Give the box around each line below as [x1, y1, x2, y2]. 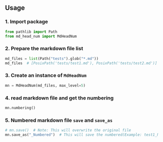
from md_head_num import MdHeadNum [5, 34, 77, 39]
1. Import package [5, 18, 49, 25]
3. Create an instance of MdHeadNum [5, 72, 87, 79]
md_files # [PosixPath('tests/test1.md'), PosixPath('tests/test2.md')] [5, 60, 158, 66]
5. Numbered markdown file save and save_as [5, 117, 113, 124]
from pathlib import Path [5, 29, 57, 34]
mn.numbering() [5, 105, 36, 110]
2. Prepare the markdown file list [5, 45, 83, 52]
